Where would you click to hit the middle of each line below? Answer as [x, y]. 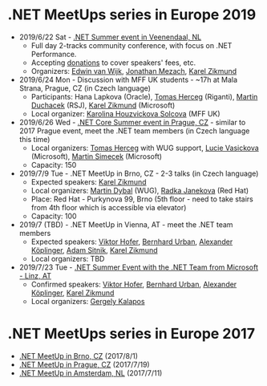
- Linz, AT [35, 275]
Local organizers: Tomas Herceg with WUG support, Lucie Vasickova [145, 148]
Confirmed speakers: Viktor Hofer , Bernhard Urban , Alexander [134, 284]
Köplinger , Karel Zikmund [73, 293]
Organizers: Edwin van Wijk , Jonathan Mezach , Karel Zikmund [134, 71]
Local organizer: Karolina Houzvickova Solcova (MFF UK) [126, 113]
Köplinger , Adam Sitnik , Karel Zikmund [94, 250]
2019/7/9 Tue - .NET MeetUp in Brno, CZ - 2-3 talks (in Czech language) [139, 173]
